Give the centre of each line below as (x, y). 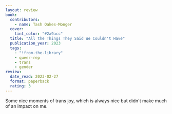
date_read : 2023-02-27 (34, 77)
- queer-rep (27, 58)
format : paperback (30, 81)
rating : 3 (20, 86)
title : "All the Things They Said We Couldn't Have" (68, 39)
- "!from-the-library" (39, 53)
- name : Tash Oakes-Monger (43, 24)
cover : (17, 29)
